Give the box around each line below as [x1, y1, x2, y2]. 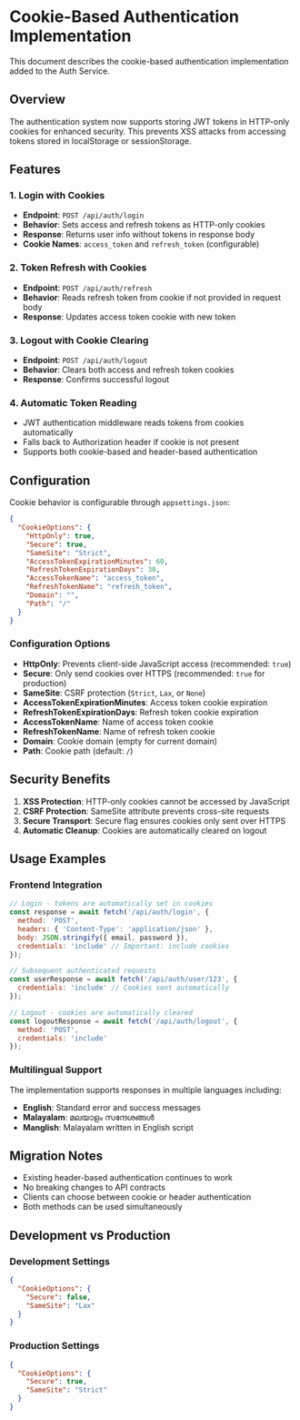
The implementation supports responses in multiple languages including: [9, 1084, 282, 1095]
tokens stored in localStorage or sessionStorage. [9, 135, 193, 147]
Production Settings [9, 1340, 100, 1353]
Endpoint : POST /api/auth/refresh [22, 282, 153, 293]
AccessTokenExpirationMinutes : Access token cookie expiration [22, 696, 268, 707]
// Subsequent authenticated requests [9, 967, 156, 976]
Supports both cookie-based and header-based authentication [22, 446, 258, 457]
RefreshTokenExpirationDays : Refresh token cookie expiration [22, 706, 259, 717]
